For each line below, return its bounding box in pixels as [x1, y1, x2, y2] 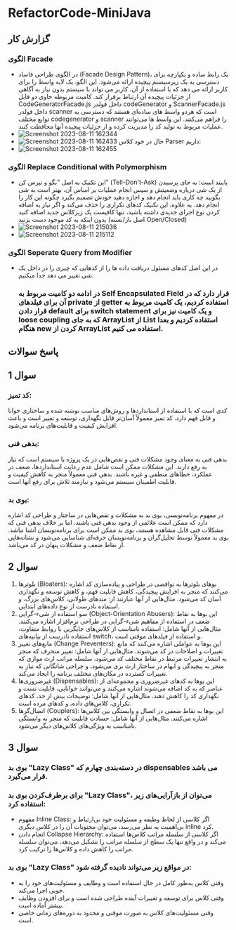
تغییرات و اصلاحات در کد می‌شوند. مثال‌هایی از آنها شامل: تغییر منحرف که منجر [18, 646, 223, 655]
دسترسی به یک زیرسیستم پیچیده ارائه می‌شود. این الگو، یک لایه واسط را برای [18, 77, 220, 86]
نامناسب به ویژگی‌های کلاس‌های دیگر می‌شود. [18, 721, 137, 730]
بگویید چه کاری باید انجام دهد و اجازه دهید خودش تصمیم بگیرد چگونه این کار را [18, 193, 221, 202]
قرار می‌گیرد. [8, 771, 48, 781]
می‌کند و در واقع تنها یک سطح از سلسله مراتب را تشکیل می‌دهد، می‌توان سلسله [18, 837, 227, 846]
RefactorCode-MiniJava [8, 5, 152, 21]
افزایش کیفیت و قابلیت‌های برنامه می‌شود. [8, 421, 118, 430]
